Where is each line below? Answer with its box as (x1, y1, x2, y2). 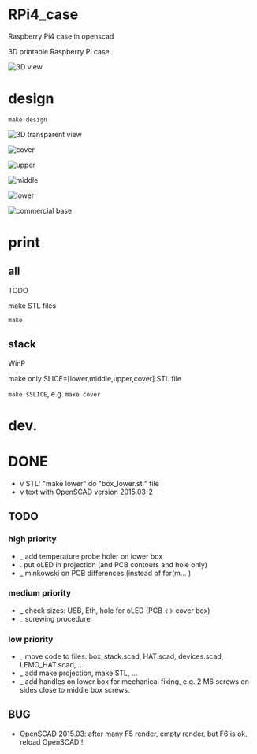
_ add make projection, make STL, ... (19, 668, 138, 678)
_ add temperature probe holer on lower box (19, 552, 163, 561)
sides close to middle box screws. (19, 685, 130, 695)
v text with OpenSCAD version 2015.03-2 (19, 487, 154, 496)
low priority (8, 633, 54, 644)
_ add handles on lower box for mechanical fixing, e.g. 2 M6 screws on (19, 677, 250, 686)
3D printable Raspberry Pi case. (8, 46, 112, 56)
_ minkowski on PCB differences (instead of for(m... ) (19, 568, 192, 578)
